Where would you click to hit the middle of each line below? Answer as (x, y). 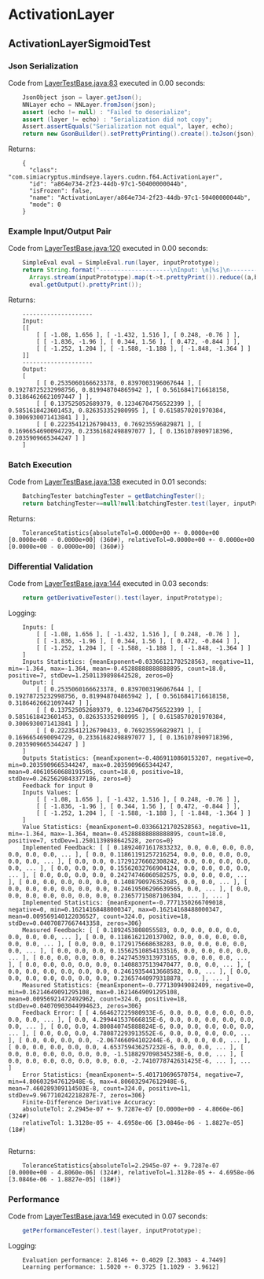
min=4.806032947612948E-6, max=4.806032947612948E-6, (98, 1082)
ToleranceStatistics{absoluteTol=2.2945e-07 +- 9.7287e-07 (121, 1166)
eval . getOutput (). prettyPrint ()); (86, 285)
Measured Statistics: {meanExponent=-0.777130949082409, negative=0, (139, 986)
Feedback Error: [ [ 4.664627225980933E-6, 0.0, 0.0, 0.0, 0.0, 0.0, (139, 1013)
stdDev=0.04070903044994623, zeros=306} (75, 1006)
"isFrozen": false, (60, 191)
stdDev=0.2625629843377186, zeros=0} (70, 779)
